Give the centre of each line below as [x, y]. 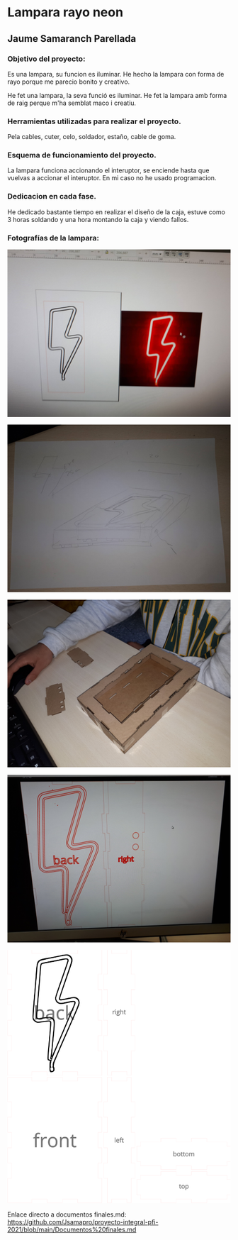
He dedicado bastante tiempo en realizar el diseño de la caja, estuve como [116, 212]
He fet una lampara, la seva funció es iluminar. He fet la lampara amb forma [117, 95]
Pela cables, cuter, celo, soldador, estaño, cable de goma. [92, 137]
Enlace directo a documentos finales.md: [67, 1214]
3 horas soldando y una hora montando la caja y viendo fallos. [98, 219]
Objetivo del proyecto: [46, 59]
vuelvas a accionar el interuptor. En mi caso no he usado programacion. [112, 178]
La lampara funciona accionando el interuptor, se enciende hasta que [108, 170]
